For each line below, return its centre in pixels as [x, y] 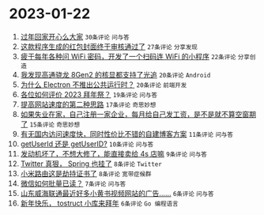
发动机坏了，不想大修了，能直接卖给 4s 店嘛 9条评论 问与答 [114, 153]
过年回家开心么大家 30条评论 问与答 [75, 36]
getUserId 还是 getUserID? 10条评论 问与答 [87, 144]
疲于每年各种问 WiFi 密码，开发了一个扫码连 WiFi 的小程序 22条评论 [128, 56]
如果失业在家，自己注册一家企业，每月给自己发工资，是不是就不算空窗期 [138, 114]
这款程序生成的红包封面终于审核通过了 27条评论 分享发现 [109, 46]
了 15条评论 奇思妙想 [50, 124]
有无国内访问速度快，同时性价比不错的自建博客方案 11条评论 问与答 [127, 134]
